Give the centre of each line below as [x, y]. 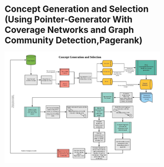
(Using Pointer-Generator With [68, 19]
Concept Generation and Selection [77, 9]
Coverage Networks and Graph [69, 30]
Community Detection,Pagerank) [74, 41]
